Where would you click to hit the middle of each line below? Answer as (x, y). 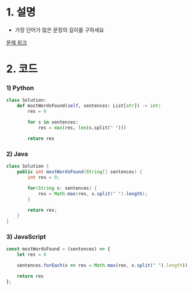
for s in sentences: (53, 122)
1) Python (20, 88)
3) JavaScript (26, 236)
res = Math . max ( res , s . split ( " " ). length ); (93, 194)
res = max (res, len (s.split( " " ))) (82, 128)
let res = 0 (32, 254)
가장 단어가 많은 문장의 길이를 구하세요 (59, 30)
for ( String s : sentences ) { (62, 189)
